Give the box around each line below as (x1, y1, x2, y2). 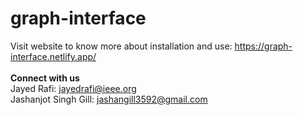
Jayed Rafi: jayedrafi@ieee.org (10, 82, 137, 94)
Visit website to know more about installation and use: (10, 40, 233, 52)
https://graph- (234, 40, 293, 52)
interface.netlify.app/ (10, 50, 97, 62)
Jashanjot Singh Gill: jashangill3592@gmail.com (10, 93, 208, 105)
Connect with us (10, 72, 80, 84)
